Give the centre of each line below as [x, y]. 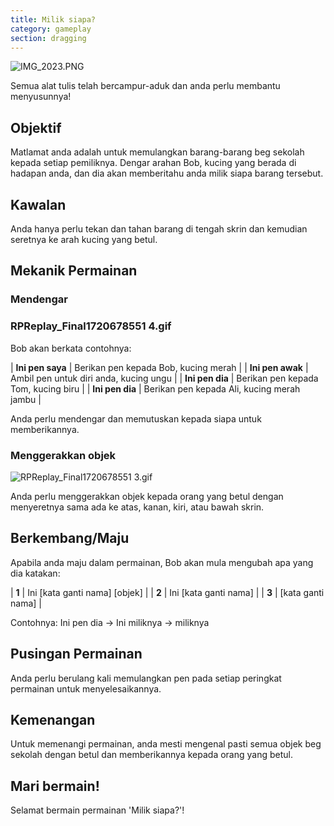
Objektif [36, 127]
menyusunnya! [41, 97]
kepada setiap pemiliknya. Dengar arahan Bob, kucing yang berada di [153, 163]
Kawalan [38, 204]
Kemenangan [53, 719]
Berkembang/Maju [70, 538]
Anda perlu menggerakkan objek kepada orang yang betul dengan [147, 496]
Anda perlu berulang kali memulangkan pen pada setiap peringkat [146, 678]
